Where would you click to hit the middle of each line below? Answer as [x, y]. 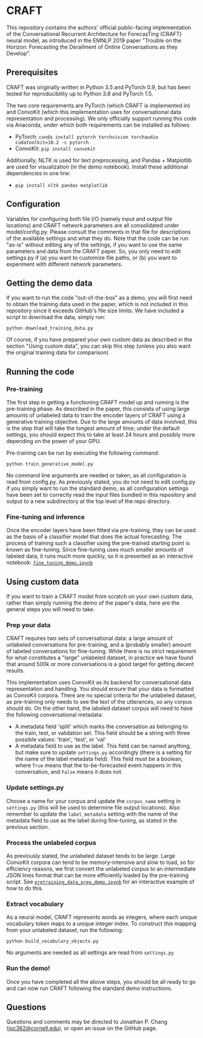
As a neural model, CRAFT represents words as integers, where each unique [102, 917]
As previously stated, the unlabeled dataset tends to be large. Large [91, 856]
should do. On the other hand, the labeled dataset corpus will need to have [99, 708]
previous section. [28, 827]
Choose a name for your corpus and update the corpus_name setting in [93, 801]
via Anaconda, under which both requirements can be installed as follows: [98, 125]
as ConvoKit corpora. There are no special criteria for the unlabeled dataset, [101, 695]
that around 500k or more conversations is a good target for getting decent [100, 664]
